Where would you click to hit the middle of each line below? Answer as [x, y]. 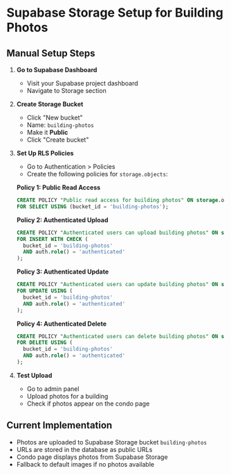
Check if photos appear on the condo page [88, 403]
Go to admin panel [53, 389]
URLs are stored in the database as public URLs [84, 449]
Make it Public [47, 132]
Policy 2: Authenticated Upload [62, 219]
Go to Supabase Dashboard [57, 70]
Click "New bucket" [55, 117]
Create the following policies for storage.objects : [97, 174]
